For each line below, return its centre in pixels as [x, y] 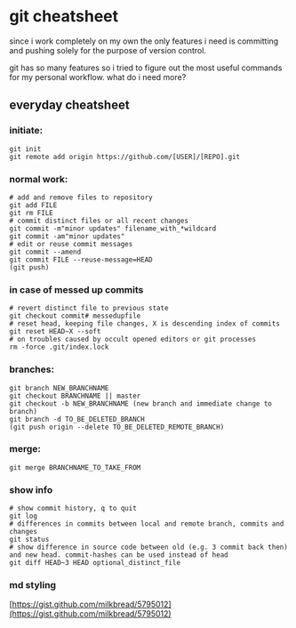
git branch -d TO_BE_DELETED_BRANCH [77, 419]
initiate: [26, 131]
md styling [32, 585]
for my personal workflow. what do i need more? [98, 76]
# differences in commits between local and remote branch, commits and [147, 524]
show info [31, 489]
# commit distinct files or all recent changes [99, 221]
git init [25, 149]
